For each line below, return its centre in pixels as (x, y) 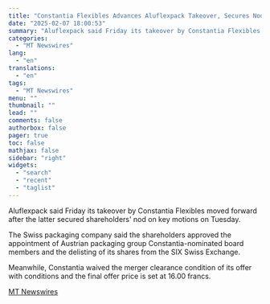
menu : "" (23, 98)
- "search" (34, 173)
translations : (32, 68)
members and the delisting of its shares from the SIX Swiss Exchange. (125, 252)
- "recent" (34, 181)
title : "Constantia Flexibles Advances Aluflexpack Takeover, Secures (129, 16)
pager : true (28, 135)
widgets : (23, 166)
